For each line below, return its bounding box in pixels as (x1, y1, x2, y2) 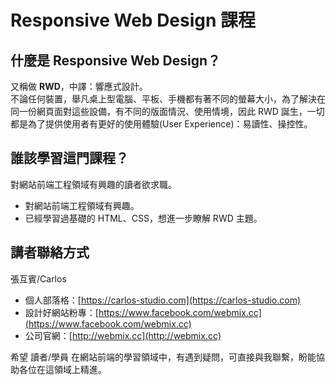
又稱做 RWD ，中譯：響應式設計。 (10, 81, 148, 92)
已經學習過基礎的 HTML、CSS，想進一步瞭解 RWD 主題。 (24, 212, 263, 224)
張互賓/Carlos (10, 272, 67, 285)
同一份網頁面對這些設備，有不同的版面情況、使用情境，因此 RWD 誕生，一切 (10, 106, 325, 117)
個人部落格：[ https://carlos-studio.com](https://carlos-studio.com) (24, 294, 302, 306)
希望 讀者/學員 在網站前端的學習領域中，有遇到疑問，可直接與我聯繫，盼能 (10, 351, 317, 363)
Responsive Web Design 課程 (10, 9, 257, 32)
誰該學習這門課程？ (10, 150, 129, 167)
